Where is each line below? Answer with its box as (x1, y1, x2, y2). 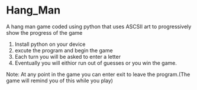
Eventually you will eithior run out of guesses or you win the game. (14, 59, 177, 66)
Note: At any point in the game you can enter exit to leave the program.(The (6, 71, 190, 78)
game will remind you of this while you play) (6, 77, 114, 84)
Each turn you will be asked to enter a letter (14, 53, 121, 60)
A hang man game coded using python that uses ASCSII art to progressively (6, 23, 192, 30)
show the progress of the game (6, 29, 83, 36)
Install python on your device (14, 41, 86, 48)
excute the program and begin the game (14, 46, 114, 54)
